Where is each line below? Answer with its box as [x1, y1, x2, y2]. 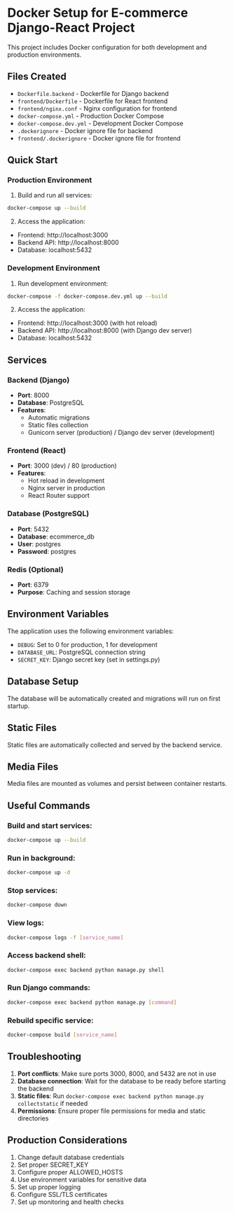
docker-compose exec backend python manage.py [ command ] [7, 999, 177, 1006]
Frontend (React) [7, 446, 67, 456]
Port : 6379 [17, 581, 49, 589]
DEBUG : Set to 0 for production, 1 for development [17, 640, 158, 649]
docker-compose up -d [7, 869, 71, 876]
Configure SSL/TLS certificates [17, 1190, 108, 1198]
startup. [7, 702, 30, 710]
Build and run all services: [17, 191, 92, 200]
